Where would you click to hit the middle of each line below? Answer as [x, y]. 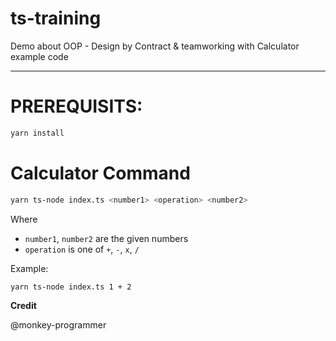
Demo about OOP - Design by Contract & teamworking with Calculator [155, 46]
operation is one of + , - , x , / [82, 249]
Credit [23, 306]
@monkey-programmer [58, 325]
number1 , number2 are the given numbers [106, 238]
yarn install [37, 133]
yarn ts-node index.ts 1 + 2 [71, 287]
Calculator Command [100, 173]
